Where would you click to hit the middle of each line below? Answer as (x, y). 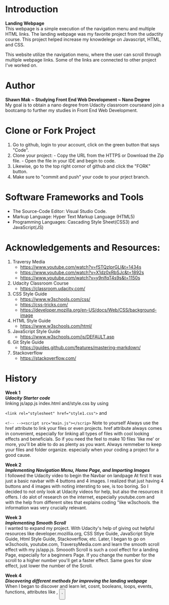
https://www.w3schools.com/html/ (56, 326)
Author (20, 86)
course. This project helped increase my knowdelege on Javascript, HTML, (83, 39)
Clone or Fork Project (50, 131)
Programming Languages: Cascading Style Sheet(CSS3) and (75, 222)
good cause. (18, 455)
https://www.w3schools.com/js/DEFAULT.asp (67, 337)
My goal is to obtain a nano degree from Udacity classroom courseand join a (85, 105)
